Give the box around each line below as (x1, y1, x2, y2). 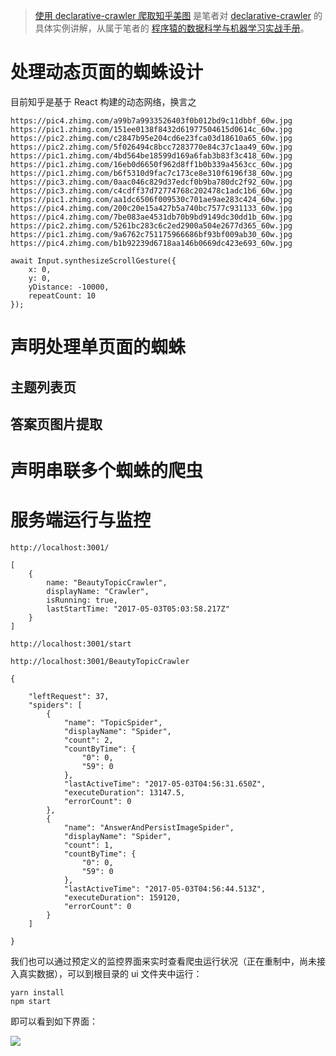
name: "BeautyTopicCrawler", (46, 578, 168, 588)
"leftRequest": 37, (28, 692, 110, 702)
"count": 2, (63, 735, 114, 746)
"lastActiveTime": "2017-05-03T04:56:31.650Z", (63, 779, 267, 789)
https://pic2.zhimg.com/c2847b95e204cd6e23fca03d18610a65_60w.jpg (10, 133, 293, 143)
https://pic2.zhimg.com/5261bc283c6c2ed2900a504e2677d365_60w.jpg (10, 220, 293, 231)
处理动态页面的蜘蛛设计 (10, 61, 204, 84)
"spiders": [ (28, 700, 83, 711)
